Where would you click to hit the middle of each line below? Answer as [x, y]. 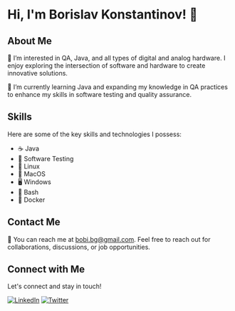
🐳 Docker [31, 200]
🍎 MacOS [32, 173]
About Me [30, 41]
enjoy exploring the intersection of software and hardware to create [106, 66]
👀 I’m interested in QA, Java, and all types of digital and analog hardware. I [116, 58]
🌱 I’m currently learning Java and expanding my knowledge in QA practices [117, 87]
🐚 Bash [28, 192]
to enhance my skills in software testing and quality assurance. [100, 95]
